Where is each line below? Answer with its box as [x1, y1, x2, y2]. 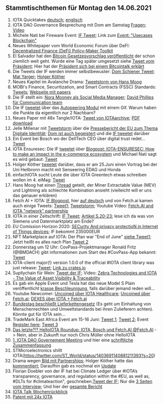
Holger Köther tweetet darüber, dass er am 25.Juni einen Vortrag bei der [12, 161, 158, 167]
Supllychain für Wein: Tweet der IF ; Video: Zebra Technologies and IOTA [12, 270, 157, 276]
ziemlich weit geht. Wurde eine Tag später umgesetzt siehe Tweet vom [12, 58, 155, 64]
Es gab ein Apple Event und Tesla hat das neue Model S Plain [12, 280, 135, 286]
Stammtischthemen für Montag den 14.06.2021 [5, 4, 152, 12]
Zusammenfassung [12, 342, 51, 348]
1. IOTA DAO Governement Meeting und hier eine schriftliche [12, 337, 133, 343]
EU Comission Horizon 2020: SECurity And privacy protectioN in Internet [12, 223, 158, 229]
